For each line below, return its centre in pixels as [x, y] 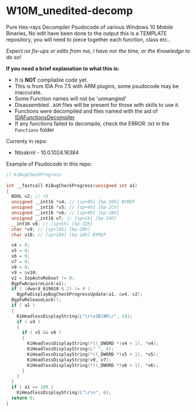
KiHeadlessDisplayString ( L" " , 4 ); [71, 349]
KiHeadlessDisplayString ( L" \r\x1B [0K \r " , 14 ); [75, 316]
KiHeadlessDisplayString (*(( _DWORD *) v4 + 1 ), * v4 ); [93, 344]
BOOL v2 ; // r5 [30, 197]
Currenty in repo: [27, 141]
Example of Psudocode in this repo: [49, 164]
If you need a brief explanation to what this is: [63, 68]
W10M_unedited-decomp [70, 11]
